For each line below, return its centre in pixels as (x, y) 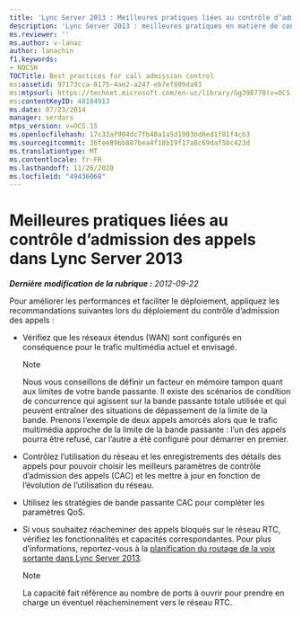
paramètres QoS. (54, 512)
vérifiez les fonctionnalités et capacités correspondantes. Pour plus (146, 539)
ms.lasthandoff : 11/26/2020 (62, 168)
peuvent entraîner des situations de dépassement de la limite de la (145, 410)
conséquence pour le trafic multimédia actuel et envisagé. (129, 348)
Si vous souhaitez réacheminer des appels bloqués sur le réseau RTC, (151, 530)
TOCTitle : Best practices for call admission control (112, 76)
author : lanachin (42, 51)
